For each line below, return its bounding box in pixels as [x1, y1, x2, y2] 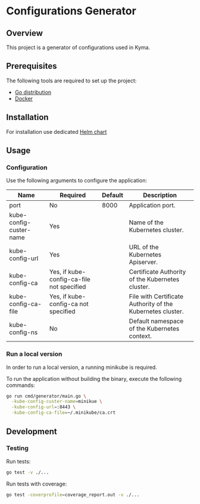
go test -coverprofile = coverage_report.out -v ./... [6, 491, 140, 497]
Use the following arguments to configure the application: [6, 177, 148, 184]
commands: [6, 381, 36, 389]
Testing [6, 444, 29, 453]
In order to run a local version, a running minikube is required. [6, 364, 158, 371]
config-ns [9, 328, 38, 337]
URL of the [129, 243, 159, 252]
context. [129, 332, 152, 340]
